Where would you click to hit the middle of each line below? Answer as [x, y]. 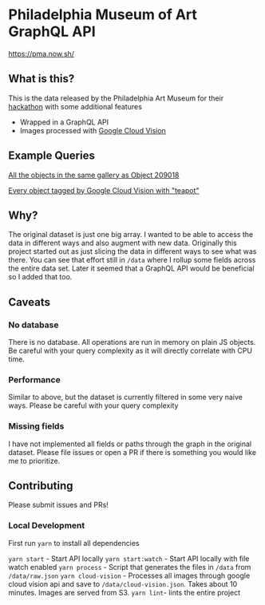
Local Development [47, 526]
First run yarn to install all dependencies [74, 543]
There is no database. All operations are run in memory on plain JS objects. [132, 342]
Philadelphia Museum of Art [103, 15]
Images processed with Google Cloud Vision [93, 130]
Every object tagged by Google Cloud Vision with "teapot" [104, 190]
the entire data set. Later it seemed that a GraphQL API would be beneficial [131, 268]
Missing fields [36, 426]
